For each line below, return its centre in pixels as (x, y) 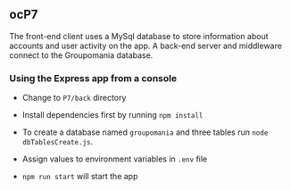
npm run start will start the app (80, 177)
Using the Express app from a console (93, 78)
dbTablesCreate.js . (58, 142)
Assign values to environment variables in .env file (115, 159)
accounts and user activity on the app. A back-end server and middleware (146, 45)
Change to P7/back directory (74, 98)
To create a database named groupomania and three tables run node (145, 132)
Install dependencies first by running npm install (112, 115)
